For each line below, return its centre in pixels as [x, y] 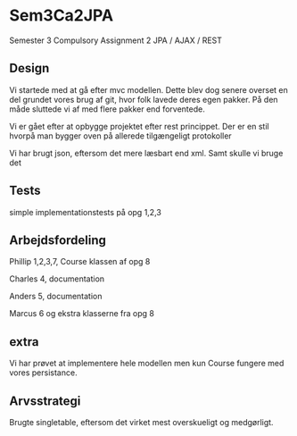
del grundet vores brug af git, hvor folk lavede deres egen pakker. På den [144, 99]
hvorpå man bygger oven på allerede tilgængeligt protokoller [120, 136]
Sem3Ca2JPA [62, 16]
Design [29, 68]
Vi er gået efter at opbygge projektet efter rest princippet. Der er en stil [139, 126]
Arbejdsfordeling [58, 240]
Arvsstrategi [45, 401]
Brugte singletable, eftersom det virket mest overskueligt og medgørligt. [141, 422]
